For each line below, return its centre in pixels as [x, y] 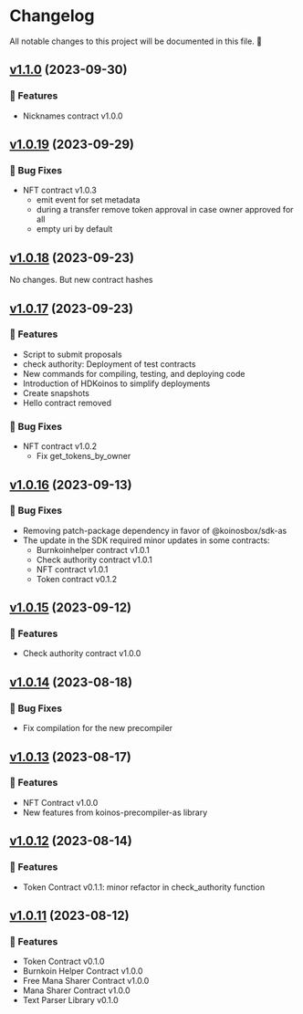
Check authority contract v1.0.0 [82, 653]
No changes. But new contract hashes [81, 280]
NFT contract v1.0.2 [60, 446]
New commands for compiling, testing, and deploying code [134, 373]
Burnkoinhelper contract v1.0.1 [93, 549]
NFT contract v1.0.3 [60, 190]
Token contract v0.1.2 [76, 579]
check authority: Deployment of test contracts [109, 364]
